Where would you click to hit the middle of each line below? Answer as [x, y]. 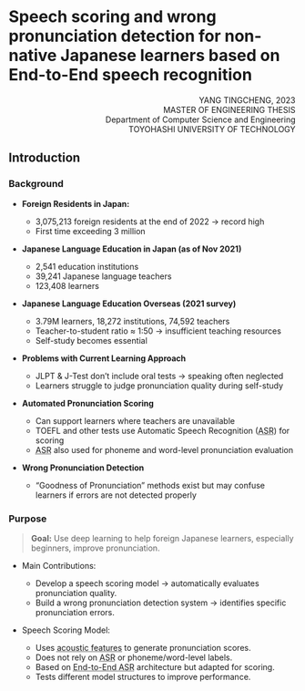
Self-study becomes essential [91, 340]
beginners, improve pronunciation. [95, 548]
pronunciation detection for [115, 36]
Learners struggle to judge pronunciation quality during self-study [159, 386]
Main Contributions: [59, 565]
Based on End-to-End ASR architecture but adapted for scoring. [155, 666]
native [33, 56]
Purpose [28, 519]
